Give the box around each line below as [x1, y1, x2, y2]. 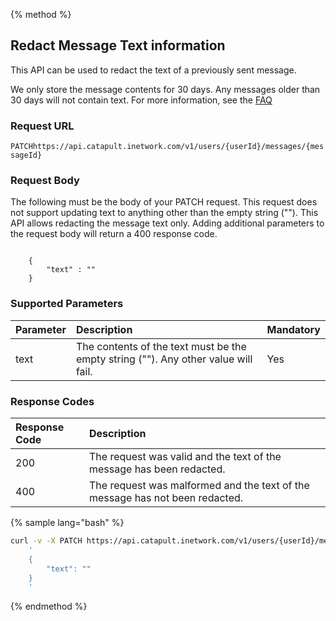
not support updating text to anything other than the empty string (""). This [10, 207, 319, 219]
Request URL [10, 119, 75, 133]
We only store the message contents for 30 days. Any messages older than [10, 83, 321, 95]
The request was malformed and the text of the [88, 479, 310, 492]
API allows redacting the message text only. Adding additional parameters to [10, 217, 325, 229]
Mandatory [266, 322, 321, 336]
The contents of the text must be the [75, 339, 247, 353]
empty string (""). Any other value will [75, 352, 253, 366]
